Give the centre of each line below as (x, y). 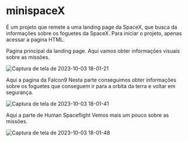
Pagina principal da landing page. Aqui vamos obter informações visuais (93, 50)
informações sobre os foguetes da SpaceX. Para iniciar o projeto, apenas (94, 33)
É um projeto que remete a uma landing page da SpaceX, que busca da (92, 27)
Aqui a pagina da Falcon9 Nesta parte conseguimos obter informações (91, 80)
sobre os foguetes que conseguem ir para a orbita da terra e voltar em (91, 86)
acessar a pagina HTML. (36, 39)
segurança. (20, 92)
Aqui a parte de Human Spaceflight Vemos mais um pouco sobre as (88, 115)
